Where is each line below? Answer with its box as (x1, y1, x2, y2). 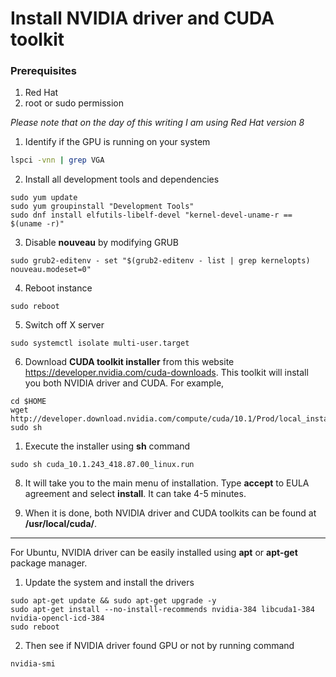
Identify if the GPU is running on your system (24, 136, 211, 148)
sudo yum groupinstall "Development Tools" (10, 202, 195, 212)
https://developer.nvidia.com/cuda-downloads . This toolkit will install (24, 367, 309, 379)
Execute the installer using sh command (24, 440, 191, 452)
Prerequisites (10, 64, 77, 78)
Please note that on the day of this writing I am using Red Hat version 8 (10, 117, 305, 129)
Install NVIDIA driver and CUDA (10, 7, 275, 30)
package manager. (10, 557, 88, 569)
